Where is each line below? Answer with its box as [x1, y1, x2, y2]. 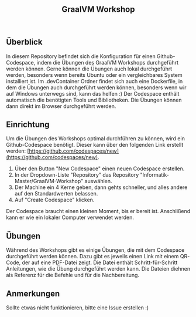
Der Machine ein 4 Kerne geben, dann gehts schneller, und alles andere [14, 184, 188, 191]
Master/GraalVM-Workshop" [14, 178, 84, 185]
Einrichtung [6, 120, 50, 130]
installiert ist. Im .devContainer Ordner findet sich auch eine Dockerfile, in [6, 77, 183, 85]
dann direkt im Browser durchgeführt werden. [6, 102, 116, 110]
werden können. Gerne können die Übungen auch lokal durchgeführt [6, 65, 173, 72]
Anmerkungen [6, 288, 60, 298]
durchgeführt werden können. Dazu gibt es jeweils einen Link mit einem [6, 253, 179, 260]
